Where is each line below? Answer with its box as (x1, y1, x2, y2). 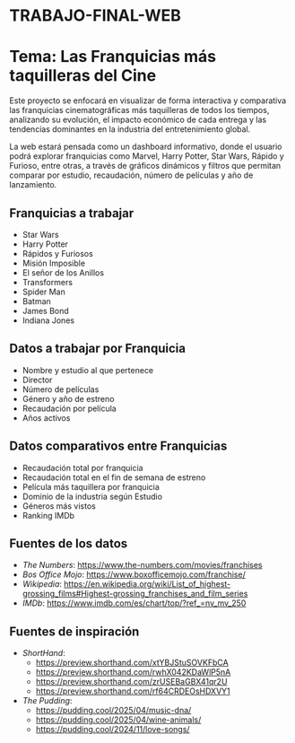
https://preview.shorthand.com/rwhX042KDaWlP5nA (35, 667, 231, 677)
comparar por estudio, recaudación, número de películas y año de (9, 170, 254, 180)
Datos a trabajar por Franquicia (9, 341, 187, 356)
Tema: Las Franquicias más (9, 47, 217, 67)
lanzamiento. (9, 179, 57, 190)
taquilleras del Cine (9, 66, 157, 86)
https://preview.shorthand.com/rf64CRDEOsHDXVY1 (35, 686, 230, 696)
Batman (22, 295, 51, 306)
